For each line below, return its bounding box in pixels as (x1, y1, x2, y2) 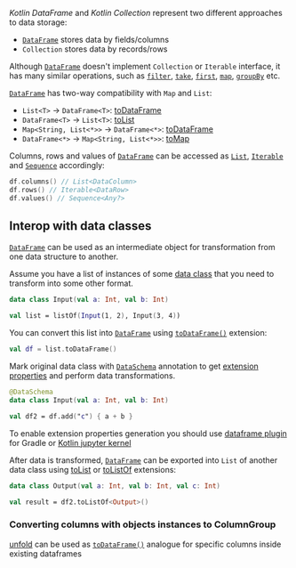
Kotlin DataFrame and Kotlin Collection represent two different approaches (9, 8, 283, 18)
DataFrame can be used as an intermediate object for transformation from (9, 242, 276, 253)
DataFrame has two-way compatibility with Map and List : (9, 88, 212, 98)
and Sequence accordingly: (9, 160, 105, 170)
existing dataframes (9, 548, 83, 559)
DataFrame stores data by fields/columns (21, 35, 170, 45)
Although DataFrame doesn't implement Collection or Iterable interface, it (9, 61, 281, 71)
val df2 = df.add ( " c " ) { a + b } (9, 411, 133, 421)
